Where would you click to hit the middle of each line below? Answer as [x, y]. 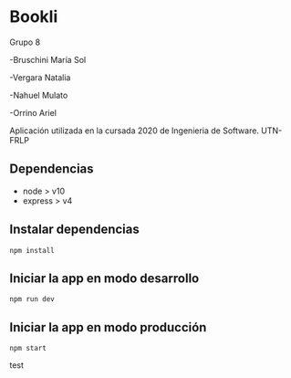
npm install [32, 250]
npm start [28, 349]
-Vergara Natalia [40, 77]
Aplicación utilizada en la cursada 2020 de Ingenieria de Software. [135, 131]
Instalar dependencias [74, 230]
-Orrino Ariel [33, 112]
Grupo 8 [25, 42]
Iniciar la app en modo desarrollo [104, 278]
